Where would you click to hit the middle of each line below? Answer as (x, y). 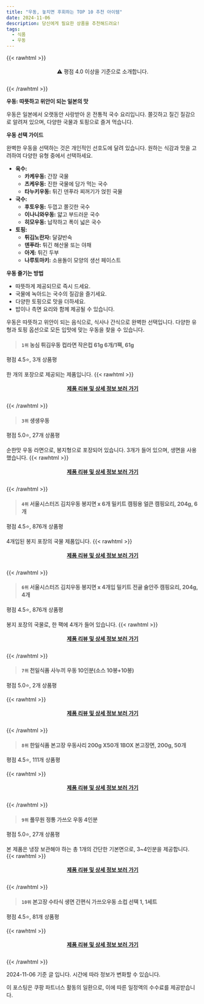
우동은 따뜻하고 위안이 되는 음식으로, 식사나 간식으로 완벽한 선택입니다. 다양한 (98, 322)
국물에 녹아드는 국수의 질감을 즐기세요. (61, 294)
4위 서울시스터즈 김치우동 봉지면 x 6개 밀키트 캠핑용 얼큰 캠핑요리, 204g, (107, 504)
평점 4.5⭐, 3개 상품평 (32, 360)
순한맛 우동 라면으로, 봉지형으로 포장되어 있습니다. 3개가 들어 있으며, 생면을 (96, 450)
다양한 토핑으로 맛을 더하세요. (50, 301)
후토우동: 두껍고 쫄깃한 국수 (57, 207)
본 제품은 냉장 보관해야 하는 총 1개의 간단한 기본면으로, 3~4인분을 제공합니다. (98, 849)
